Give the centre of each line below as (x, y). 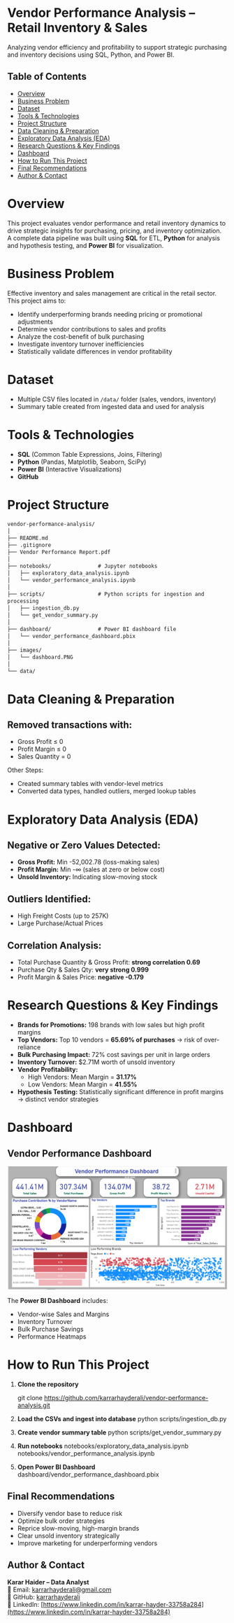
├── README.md (28, 538)
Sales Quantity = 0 (44, 757)
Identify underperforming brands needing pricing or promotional (110, 314)
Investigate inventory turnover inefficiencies (81, 344)
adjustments (35, 322)
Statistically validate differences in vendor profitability (95, 351)
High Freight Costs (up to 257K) (63, 916)
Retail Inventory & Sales (78, 28)
